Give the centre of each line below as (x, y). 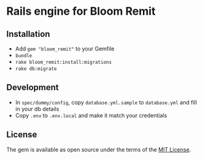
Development (33, 87)
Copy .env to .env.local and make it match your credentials (91, 115)
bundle (24, 56)
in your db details (37, 109)
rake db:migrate (36, 69)
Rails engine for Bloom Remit (81, 11)
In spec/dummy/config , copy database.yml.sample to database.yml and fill (106, 102)
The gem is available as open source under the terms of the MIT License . (99, 149)
